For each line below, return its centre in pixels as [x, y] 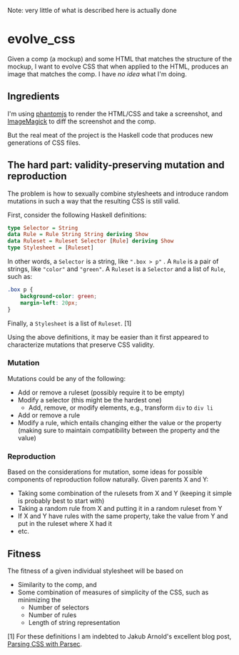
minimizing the [39, 599]
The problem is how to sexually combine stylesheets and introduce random [118, 193]
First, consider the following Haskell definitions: [77, 215]
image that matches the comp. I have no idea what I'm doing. [97, 73]
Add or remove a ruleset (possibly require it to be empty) [101, 392]
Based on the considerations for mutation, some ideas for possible [105, 472]
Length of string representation [74, 622]
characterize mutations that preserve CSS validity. [81, 345]
